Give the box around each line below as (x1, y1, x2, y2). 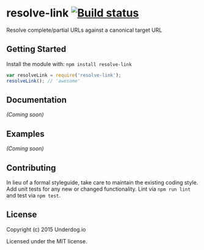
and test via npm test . (6, 191, 61, 199)
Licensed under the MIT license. (6, 237, 87, 244)
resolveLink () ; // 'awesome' (6, 78, 81, 84)
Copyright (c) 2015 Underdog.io (6, 226, 86, 233)
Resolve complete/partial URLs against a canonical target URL (6, 26, 162, 34)
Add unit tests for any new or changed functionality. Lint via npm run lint (6, 185, 191, 193)
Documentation (6, 95, 67, 105)
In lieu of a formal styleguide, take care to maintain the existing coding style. (6, 178, 199, 186)
